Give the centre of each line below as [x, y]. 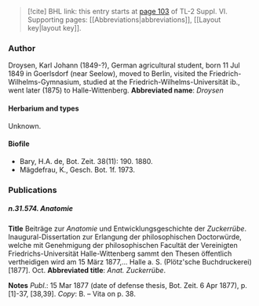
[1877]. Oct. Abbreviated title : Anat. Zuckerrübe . [87, 270]
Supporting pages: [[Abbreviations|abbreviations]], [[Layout [124, 20]
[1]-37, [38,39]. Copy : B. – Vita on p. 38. [72, 293]
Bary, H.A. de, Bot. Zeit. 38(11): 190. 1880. [86, 161]
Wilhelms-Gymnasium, [45, 82]
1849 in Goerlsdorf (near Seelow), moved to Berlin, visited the [108, 74]
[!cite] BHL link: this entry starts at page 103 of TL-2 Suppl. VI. [127, 11]
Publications [33, 190]
